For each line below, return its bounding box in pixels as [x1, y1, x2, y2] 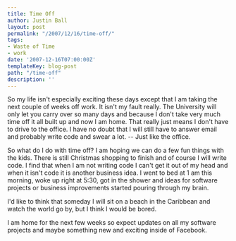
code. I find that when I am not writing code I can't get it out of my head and [7, 161, 228, 170]
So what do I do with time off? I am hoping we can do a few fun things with [7, 146, 224, 155]
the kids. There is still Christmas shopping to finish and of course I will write [7, 154, 227, 162]
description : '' [7, 75, 55, 83]
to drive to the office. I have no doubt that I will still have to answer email [7, 125, 217, 134]
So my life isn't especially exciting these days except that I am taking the [7, 95, 218, 104]
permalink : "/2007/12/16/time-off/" [7, 30, 115, 37]
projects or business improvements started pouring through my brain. [7, 184, 209, 192]
